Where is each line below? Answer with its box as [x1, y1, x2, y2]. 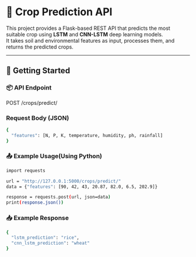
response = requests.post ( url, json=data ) [6, 194, 111, 200]
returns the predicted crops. [6, 43, 74, 50]
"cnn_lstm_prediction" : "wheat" [11, 240, 90, 246]
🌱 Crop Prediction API [6, 5, 113, 19]
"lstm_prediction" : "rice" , [11, 235, 80, 241]
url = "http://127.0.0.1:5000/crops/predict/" [6, 178, 121, 184]
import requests [6, 167, 45, 173]
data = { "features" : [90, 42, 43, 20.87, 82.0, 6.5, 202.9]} [6, 184, 158, 190]
